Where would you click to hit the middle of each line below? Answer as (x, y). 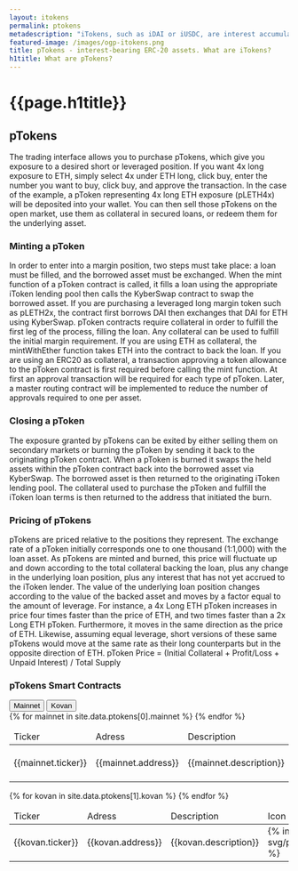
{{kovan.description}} (215, 843)
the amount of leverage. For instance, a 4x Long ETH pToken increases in (143, 605)
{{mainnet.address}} (137, 763)
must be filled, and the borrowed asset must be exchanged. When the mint (145, 275)
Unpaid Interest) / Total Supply (65, 662)
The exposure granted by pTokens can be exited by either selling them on (143, 440)
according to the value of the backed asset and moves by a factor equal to (145, 596)
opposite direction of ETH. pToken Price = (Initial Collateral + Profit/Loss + (145, 653)
